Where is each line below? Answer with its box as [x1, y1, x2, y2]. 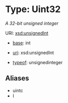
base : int [12, 39, 31, 46]
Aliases [5, 74, 29, 83]
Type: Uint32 [5, 4, 61, 15]
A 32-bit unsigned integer [5, 20, 59, 26]
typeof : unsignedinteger [12, 59, 63, 65]
